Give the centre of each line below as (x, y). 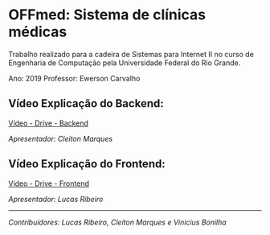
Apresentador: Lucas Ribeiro (56, 199)
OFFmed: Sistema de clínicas (107, 15)
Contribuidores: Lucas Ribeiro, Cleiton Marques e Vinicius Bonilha (117, 222)
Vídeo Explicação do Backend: (86, 103)
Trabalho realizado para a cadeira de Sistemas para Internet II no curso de (131, 54)
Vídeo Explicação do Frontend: (87, 164)
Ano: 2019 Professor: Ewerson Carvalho (74, 78)
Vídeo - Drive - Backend (48, 123)
